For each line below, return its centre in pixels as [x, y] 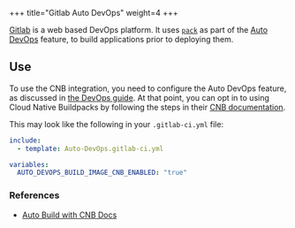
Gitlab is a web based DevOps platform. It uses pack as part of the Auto [138, 30]
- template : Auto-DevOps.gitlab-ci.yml [91, 148]
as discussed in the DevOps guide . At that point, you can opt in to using [139, 97]
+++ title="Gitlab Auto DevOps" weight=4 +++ [94, 13]
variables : [29, 164]
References [34, 195]
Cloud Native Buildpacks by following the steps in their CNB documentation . [147, 107]
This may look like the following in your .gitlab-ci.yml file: [116, 124]
